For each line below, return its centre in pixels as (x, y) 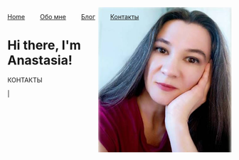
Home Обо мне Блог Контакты (73, 17)
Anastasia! (40, 61)
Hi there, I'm (44, 46)
